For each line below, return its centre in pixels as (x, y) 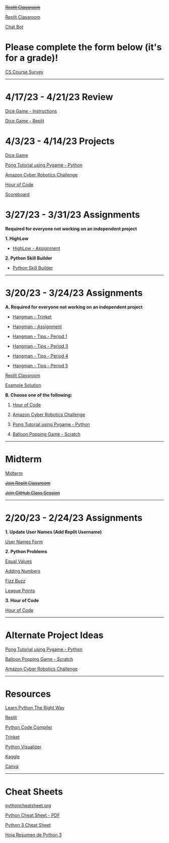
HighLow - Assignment (36, 248)
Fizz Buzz (15, 581)
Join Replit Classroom (28, 483)
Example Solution (23, 385)
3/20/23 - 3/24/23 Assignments (74, 293)
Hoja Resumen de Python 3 (33, 835)
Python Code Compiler (29, 727)
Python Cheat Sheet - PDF (33, 815)
